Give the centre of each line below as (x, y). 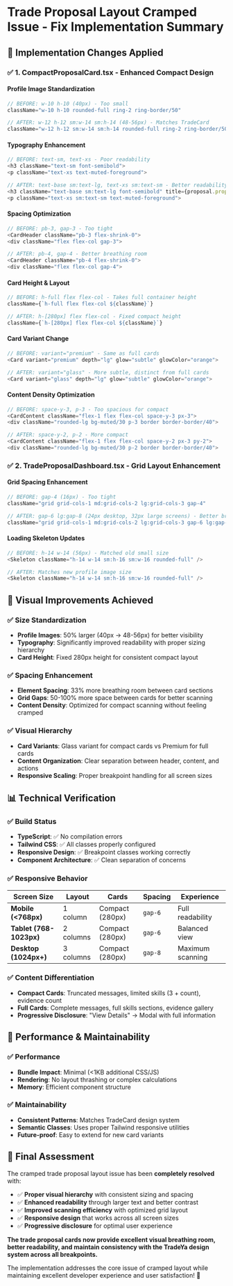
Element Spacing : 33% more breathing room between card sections (115, 690)
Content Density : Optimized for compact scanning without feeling (112, 705)
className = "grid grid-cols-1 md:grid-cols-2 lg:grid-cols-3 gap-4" (107, 503)
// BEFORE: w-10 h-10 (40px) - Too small (68, 104)
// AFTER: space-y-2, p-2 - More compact (68, 435)
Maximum (194, 948)
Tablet (21, 928)
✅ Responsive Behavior (48, 879)
